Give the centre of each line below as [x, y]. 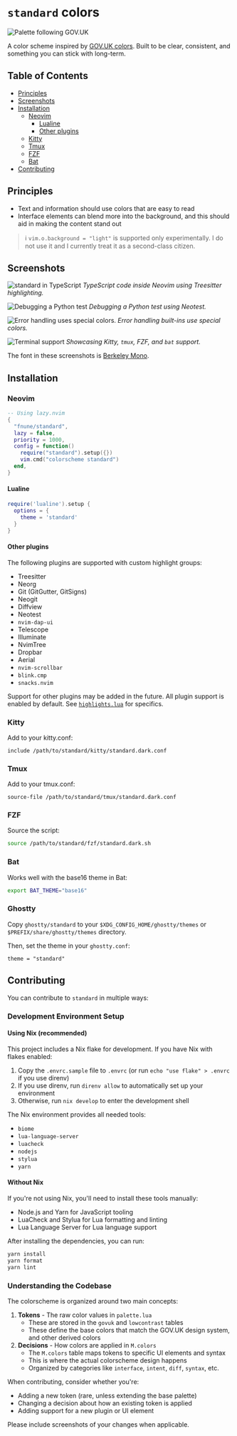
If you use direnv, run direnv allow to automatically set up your [110, 1085]
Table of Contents [48, 76]
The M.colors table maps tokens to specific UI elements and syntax [127, 1353]
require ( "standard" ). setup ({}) [67, 453]
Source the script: [34, 830]
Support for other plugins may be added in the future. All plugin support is [116, 696]
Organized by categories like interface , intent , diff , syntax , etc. [123, 1368]
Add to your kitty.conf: [40, 738]
